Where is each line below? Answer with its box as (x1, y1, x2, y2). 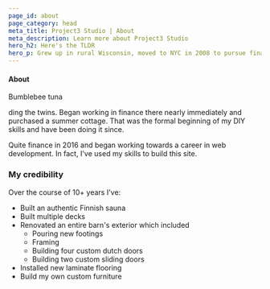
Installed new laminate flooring (19, 262, 122, 272)
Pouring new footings (31, 229, 104, 238)
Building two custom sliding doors (31, 254, 145, 264)
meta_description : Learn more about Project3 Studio (8, 34, 189, 43)
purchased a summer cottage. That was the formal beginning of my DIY (8, 116, 246, 126)
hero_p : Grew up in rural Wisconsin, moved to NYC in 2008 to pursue (8, 49, 247, 57)
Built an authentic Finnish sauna (19, 203, 126, 213)
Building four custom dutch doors (31, 246, 143, 255)
